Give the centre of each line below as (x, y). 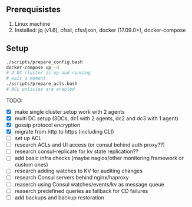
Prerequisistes (33, 10)
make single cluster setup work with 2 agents (69, 111)
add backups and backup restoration (59, 197)
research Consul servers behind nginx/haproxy (72, 178)
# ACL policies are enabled (41, 89)
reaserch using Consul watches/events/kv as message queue (89, 184)
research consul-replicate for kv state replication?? (76, 151)
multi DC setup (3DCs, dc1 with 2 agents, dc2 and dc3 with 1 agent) (96, 118)
